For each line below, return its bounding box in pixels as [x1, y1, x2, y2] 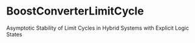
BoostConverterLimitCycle [6, 4, 144, 18]
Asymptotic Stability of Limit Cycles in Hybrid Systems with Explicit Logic [6, 24, 190, 31]
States [6, 30, 22, 38]
